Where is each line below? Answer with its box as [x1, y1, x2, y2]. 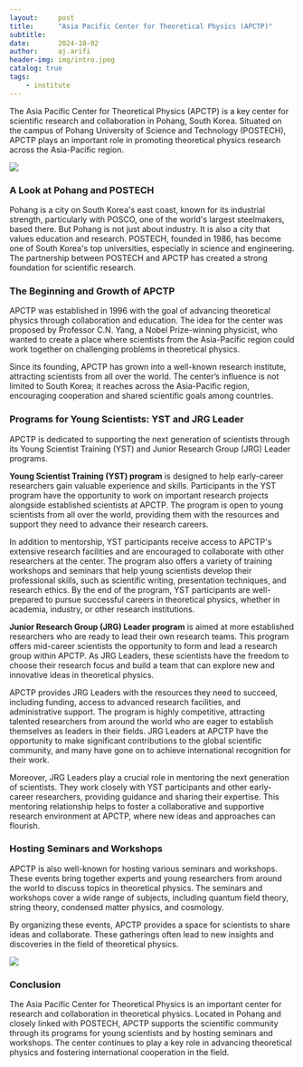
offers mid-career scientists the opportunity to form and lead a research [9, 640, 278, 651]
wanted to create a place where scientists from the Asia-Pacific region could [9, 335, 295, 345]
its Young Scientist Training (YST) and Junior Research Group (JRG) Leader [9, 443, 291, 454]
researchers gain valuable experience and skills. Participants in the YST [9, 480, 277, 490]
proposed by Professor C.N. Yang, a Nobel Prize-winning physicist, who [9, 325, 278, 335]
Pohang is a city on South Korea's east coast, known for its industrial [9, 204, 266, 215]
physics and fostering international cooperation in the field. [9, 1047, 230, 1058]
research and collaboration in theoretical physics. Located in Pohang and [9, 1008, 282, 1020]
